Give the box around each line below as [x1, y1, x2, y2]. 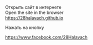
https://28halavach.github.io [5, 15, 63, 20]
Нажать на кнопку [5, 24, 44, 30]
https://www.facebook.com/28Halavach [5, 34, 88, 40]
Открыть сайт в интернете [5, 4, 61, 10]
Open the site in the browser [5, 9, 64, 15]
